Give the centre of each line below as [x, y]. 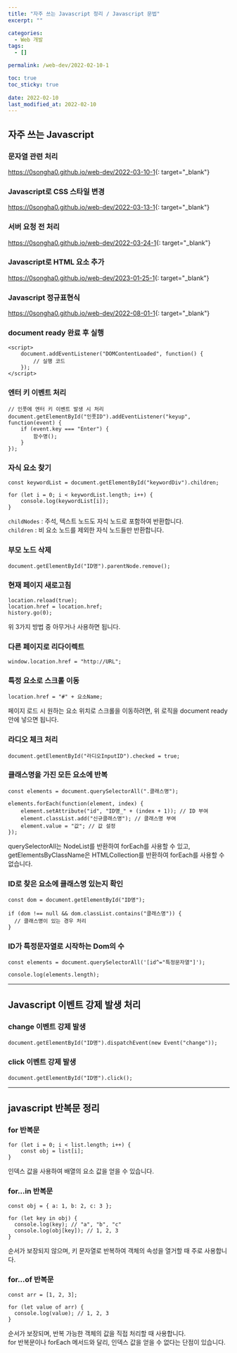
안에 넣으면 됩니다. [33, 720]
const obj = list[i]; [52, 1151]
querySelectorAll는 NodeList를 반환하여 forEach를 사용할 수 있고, [99, 846]
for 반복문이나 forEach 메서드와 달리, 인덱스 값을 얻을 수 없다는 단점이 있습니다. [117, 1342]
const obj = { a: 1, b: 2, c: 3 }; [60, 1206]
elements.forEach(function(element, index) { [76, 803]
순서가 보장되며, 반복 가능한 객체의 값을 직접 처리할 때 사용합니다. [97, 1333]
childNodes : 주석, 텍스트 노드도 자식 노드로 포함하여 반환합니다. [96, 521]
